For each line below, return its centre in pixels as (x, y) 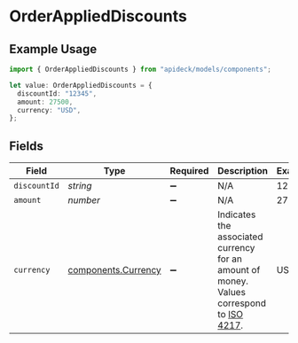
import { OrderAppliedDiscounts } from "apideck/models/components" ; (141, 69)
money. (233, 281)
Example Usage (53, 49)
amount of (239, 270)
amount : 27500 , (45, 102)
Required (189, 171)
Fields (27, 146)
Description (243, 171)
